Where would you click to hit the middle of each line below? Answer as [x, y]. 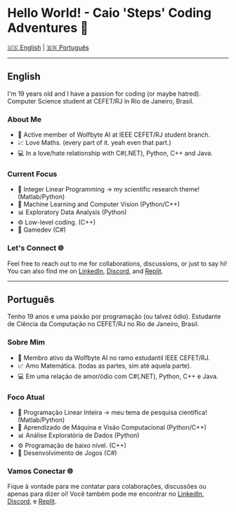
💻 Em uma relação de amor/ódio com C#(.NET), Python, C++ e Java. [118, 376]
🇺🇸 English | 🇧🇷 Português [48, 47]
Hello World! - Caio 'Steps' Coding [110, 13]
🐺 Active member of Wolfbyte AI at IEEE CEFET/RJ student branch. [114, 135]
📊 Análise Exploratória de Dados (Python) [78, 435]
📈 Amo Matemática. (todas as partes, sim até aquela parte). [104, 366]
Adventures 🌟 [48, 28]
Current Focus [32, 174]
